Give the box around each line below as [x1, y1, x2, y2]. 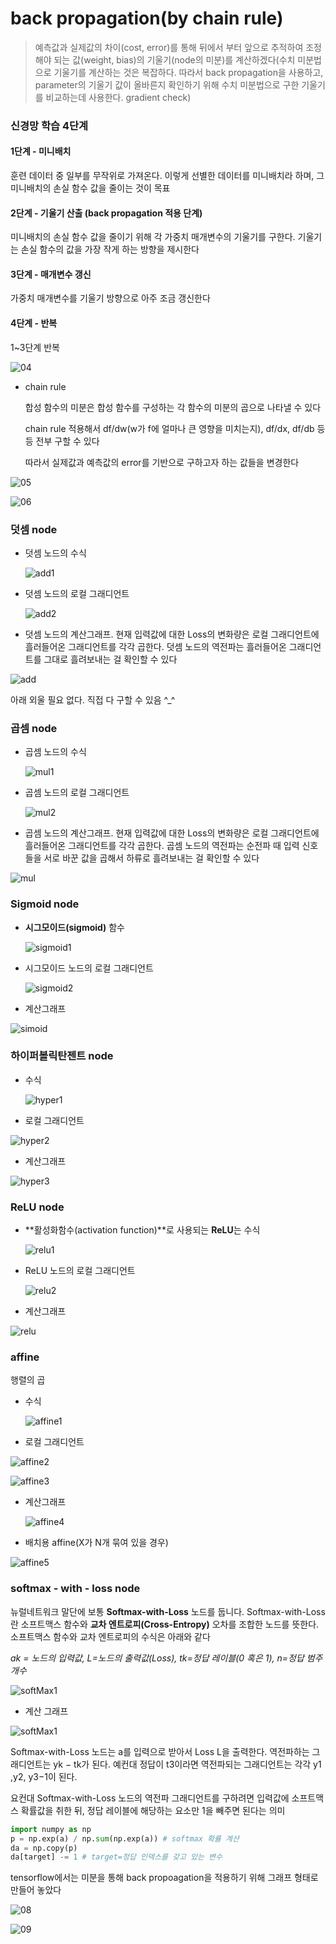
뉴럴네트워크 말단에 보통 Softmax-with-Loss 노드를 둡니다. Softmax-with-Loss [10, 1605, 326, 1617]
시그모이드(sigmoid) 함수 [24, 921, 125, 933]
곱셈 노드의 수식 [24, 746, 87, 758]
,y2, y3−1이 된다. [10, 1770, 78, 1782]
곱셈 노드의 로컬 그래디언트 [24, 787, 130, 799]
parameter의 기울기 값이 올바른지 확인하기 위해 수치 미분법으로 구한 [34, 78, 300, 91]
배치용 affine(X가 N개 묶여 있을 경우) [24, 1537, 169, 1549]
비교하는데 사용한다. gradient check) [45, 91, 192, 103]
